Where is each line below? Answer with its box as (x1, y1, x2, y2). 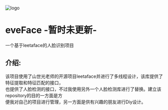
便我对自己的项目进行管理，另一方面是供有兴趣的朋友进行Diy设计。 (5, 99, 146, 105)
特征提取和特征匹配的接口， (5, 79, 64, 85)
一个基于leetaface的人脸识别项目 (5, 42, 74, 48)
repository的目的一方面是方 (5, 92, 63, 98)
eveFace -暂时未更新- (5, 25, 97, 36)
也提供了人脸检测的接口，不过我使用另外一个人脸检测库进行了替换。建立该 (5, 86, 161, 92)
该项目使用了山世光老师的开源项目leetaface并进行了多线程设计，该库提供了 (5, 73, 163, 79)
